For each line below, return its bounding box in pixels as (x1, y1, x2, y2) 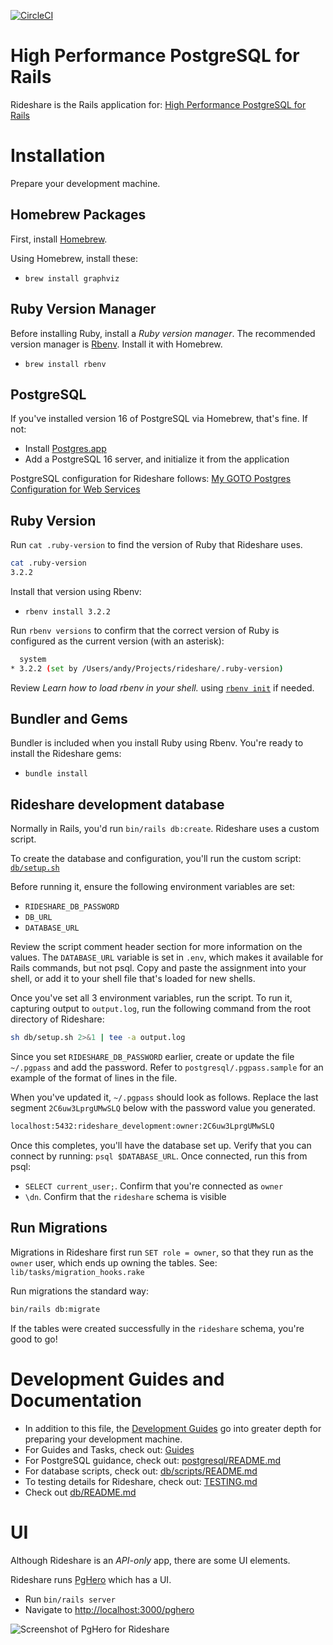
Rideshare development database (10, 796, 225, 813)
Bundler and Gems (10, 711, 128, 728)
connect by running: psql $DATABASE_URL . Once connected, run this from (10, 1150, 308, 1162)
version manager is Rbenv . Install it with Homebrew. (10, 338, 223, 350)
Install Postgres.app (24, 443, 107, 455)
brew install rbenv (24, 359, 107, 369)
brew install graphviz (24, 273, 120, 284)
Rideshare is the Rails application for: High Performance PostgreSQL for (10, 98, 307, 110)
